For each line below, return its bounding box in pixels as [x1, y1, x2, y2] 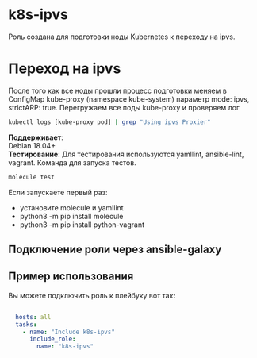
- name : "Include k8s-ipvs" [22, 328, 115, 336]
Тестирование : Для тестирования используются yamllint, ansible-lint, [8, 149, 244, 159]
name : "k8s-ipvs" [36, 343, 94, 351]
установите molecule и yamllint [19, 202, 125, 212]
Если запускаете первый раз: [8, 187, 108, 197]
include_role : [29, 335, 77, 343]
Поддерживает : [8, 133, 63, 142]
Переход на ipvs [8, 60, 121, 78]
